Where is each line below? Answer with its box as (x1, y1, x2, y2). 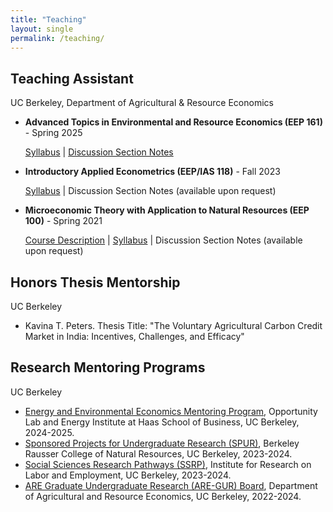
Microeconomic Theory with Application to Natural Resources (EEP (24, 204, 310, 216)
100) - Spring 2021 (24, 215, 103, 227)
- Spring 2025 (24, 127, 83, 139)
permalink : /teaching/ (10, 33, 105, 43)
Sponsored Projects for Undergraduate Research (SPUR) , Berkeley (24, 437, 300, 449)
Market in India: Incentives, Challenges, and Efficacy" (24, 331, 245, 342)
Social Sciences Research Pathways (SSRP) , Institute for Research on (24, 458, 312, 470)
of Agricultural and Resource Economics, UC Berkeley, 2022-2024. (24, 490, 302, 502)
